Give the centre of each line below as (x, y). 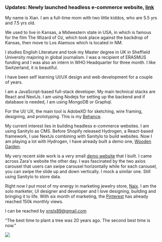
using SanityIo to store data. (33, 177)
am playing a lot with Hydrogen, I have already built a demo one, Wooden (78, 141)
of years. (14, 82)
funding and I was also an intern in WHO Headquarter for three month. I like (81, 63)
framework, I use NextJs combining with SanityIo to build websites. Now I (79, 136)
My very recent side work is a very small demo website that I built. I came (78, 156)
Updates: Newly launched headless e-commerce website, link (80, 7)
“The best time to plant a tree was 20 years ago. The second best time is (78, 221)
